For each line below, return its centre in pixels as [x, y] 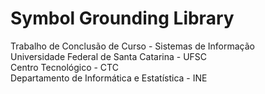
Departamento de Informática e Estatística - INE [109, 78]
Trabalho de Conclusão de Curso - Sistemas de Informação [133, 46]
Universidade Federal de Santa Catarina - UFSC [109, 56]
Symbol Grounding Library [122, 18]
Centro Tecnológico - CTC [64, 67]
